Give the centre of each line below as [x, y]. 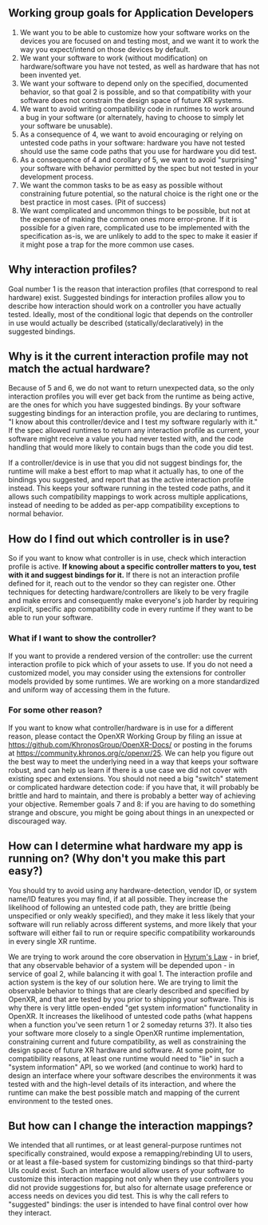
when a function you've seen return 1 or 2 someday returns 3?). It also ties [130, 1025]
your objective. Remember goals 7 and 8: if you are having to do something [132, 804]
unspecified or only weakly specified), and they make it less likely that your [132, 916]
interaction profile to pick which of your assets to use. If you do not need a [131, 664]
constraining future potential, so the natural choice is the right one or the [139, 193]
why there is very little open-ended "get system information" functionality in [133, 1007]
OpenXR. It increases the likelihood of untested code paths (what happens [130, 1016]
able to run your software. [51, 617]
